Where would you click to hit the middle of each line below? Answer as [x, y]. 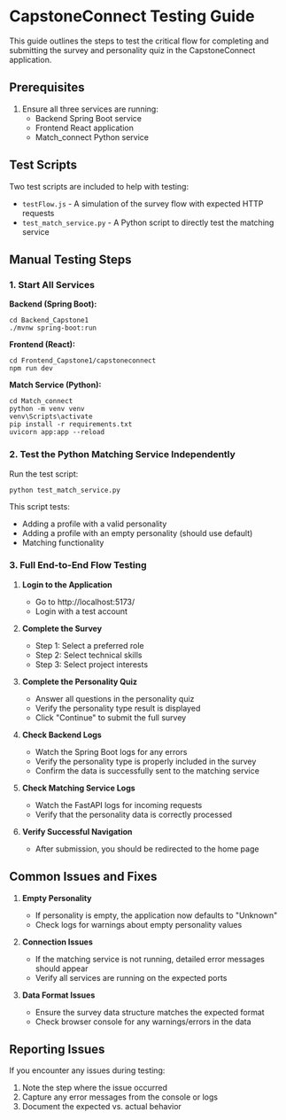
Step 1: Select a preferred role [89, 645]
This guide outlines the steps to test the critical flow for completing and [139, 41]
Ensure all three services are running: [90, 109]
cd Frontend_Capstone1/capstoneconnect [83, 361]
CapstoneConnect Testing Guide [132, 16]
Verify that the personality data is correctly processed [134, 814]
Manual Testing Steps [70, 259]
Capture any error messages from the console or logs [120, 1097]
